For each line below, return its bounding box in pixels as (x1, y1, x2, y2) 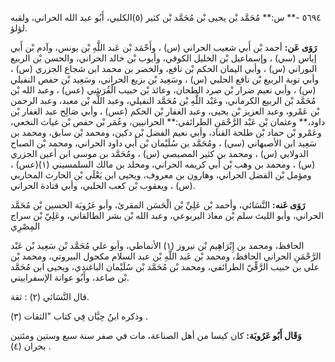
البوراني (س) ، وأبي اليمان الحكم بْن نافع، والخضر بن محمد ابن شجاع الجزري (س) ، (10, 63, 318, 74)
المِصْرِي (10, 220, 41, 232)
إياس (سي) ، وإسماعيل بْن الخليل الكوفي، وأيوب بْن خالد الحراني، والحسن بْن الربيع (10, 52, 317, 64)
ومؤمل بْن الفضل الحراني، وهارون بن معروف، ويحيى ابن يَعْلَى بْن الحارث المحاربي (10, 169, 312, 181)
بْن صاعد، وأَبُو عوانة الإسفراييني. (10, 272, 130, 283)
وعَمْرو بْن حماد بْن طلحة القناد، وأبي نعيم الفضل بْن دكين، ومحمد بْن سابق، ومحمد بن (10, 127, 322, 138)
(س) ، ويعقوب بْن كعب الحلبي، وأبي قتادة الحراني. (10, 180, 196, 191)
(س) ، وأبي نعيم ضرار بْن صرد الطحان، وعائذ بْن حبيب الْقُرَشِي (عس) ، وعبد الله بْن (10, 84, 317, 96)
